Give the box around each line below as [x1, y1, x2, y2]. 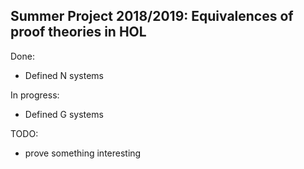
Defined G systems [24, 108, 104, 120]
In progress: [10, 89, 60, 101]
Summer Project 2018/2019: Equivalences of [10, 8, 294, 25]
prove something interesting [24, 147, 142, 159]
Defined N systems [24, 69, 104, 81]
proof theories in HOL [10, 24, 147, 41]
